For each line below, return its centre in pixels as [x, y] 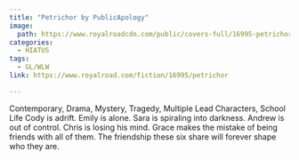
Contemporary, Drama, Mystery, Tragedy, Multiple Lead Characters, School [148, 108]
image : [21, 26]
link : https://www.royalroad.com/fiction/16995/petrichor [119, 76]
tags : [19, 59]
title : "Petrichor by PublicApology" [79, 17]
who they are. [34, 146]
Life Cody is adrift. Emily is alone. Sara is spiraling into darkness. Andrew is [147, 117]
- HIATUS [33, 51]
